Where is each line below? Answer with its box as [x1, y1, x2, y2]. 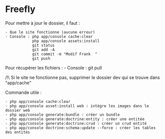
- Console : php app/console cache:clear [5, 34, 93, 39]
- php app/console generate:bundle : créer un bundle [5, 112, 120, 117]
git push [32, 56, 51, 61]
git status [32, 42, 55, 48]
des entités [5, 129, 30, 134]
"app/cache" [5, 79, 32, 85]
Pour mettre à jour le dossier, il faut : [5, 20, 80, 26]
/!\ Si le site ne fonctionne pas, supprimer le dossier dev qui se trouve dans [5, 74, 160, 80]
